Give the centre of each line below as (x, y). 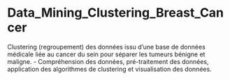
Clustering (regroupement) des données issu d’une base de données (107, 47)
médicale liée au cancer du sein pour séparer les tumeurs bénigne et (106, 54)
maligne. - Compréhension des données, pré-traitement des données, (108, 61)
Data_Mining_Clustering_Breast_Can (116, 13)
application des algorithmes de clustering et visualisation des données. (109, 69)
